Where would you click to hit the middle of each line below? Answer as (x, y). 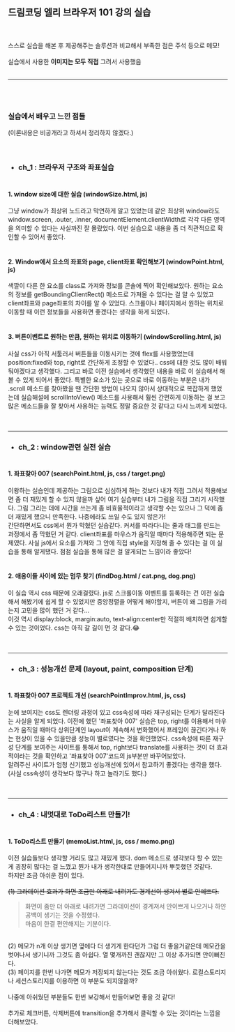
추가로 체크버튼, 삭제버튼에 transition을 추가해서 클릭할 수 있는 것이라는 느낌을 (114, 1013)
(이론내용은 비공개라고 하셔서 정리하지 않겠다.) (71, 133)
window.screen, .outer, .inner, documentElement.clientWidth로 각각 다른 (110, 220)
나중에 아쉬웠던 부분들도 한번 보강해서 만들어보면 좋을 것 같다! (92, 997)
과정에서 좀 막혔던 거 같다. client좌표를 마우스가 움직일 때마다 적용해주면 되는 (112, 534)
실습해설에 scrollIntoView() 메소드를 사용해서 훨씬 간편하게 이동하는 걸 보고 (123, 397)
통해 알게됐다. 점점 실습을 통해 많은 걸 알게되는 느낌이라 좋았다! (106, 551)
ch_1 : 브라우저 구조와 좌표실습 (66, 167)
